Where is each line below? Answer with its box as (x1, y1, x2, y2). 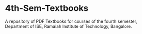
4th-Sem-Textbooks (5, 3, 89, 14)
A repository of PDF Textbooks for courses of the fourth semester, (5, 18, 137, 24)
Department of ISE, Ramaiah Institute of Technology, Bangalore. (5, 23, 132, 29)
